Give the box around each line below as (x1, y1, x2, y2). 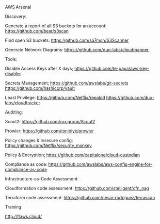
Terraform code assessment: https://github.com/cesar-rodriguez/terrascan (5, 195, 155, 200)
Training (5, 204, 22, 210)
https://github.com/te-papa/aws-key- (74, 65, 149, 71)
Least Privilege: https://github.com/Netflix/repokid (5, 95, 105, 100)
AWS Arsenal (5, 4, 32, 10)
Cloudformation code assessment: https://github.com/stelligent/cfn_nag (5, 185, 149, 191)
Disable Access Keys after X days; (5, 65, 74, 71)
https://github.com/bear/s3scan (5, 28, 69, 33)
